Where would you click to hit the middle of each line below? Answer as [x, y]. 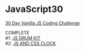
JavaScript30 [34, 9]
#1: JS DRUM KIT [23, 38]
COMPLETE [17, 32]
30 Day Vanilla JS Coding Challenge [42, 23]
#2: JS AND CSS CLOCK [31, 43]
